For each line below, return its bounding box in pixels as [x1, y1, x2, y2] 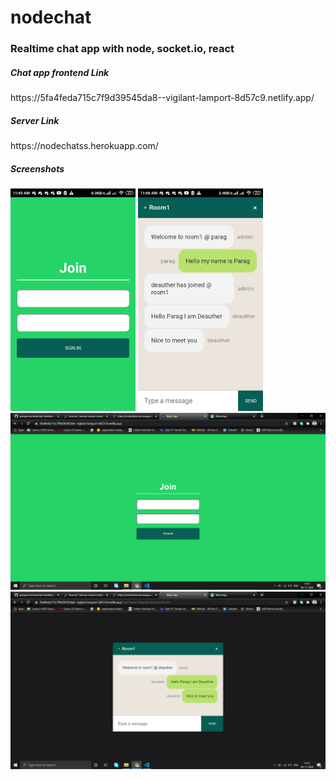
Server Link [10, 114, 60, 126]
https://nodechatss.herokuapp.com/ [10, 140, 159, 152]
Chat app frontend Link [10, 66, 110, 78]
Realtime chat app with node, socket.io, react [10, 42, 235, 56]
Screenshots [10, 162, 65, 175]
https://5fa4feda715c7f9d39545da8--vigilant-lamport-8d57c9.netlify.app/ [10, 92, 315, 104]
